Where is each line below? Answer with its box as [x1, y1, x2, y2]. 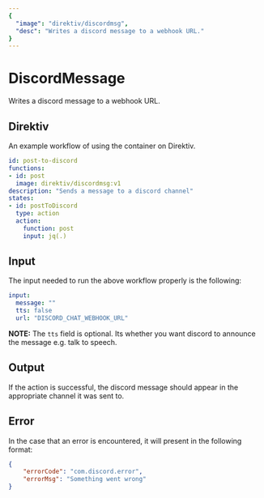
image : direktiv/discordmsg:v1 [15, 179, 121, 187]
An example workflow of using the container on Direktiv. [8, 141, 196, 151]
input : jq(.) [23, 232, 67, 240]
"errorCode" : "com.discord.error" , [23, 467, 143, 476]
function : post [23, 224, 75, 232]
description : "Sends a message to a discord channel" [8, 187, 194, 195]
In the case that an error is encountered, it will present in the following [8, 436, 242, 445]
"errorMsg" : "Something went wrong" [23, 475, 147, 483]
